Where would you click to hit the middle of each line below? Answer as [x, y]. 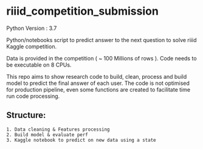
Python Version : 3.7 [32, 28]
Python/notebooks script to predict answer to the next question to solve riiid [101, 40]
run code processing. [33, 96]
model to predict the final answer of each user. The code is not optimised [98, 83]
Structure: [26, 115]
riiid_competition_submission [83, 11]
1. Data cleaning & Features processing [58, 129]
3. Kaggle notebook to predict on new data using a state [81, 140]
